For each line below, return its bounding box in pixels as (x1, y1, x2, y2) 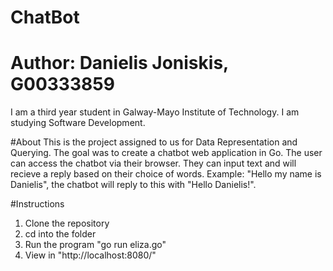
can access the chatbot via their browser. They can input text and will (10, 157, 297, 170)
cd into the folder (24, 228, 97, 240)
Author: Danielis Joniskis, (10, 52, 229, 75)
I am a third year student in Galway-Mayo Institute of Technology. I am (10, 106, 300, 118)
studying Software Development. (10, 117, 146, 129)
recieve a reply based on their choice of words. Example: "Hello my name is (10, 168, 322, 180)
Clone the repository (24, 217, 110, 230)
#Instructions (10, 198, 65, 210)
